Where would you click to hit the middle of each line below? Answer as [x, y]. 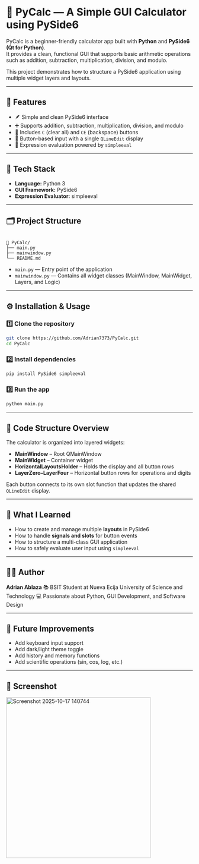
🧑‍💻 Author [25, 573]
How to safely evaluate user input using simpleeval [77, 548]
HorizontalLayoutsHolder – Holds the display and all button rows [94, 466]
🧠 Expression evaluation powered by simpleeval [73, 144]
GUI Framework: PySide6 [46, 190]
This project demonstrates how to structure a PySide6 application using [94, 71]
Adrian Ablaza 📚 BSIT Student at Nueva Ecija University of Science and [94, 587]
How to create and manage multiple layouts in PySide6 [82, 529]
